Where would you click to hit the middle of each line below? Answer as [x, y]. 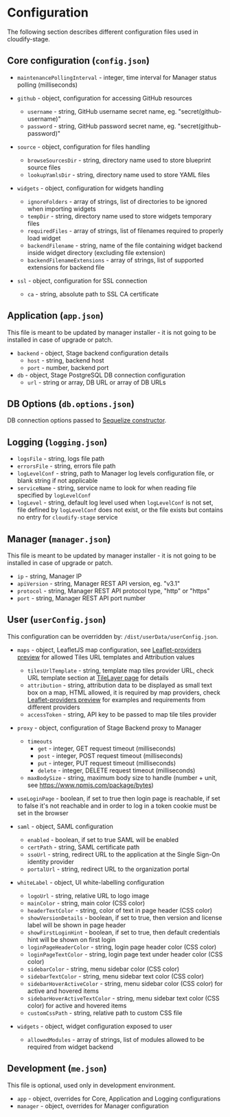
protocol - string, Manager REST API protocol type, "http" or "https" [114, 591]
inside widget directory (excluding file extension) [96, 252]
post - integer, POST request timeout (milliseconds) [110, 755]
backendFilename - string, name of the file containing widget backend [125, 245]
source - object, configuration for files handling [83, 147]
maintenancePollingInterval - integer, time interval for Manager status [117, 77]
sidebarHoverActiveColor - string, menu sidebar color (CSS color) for [125, 983]
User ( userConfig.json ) [57, 620]
